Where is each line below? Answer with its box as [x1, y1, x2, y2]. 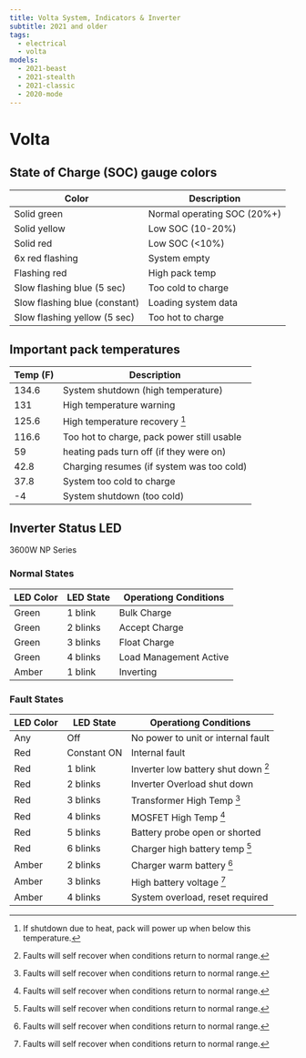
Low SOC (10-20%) [148, 222, 237, 235]
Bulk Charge [118, 606, 172, 619]
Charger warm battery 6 [130, 858, 234, 872]
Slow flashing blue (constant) [14, 296, 139, 309]
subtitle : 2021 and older [9, 22, 107, 31]
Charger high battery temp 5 [130, 841, 252, 856]
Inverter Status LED [9, 521, 122, 536]
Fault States [9, 693, 64, 706]
